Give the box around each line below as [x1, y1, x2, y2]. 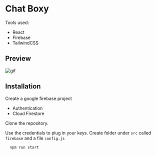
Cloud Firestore [12, 110, 44, 116]
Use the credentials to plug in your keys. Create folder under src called [5, 129, 151, 135]
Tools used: [5, 19, 29, 25]
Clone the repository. [5, 120, 48, 126]
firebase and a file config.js [5, 135, 65, 141]
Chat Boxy [5, 3, 49, 14]
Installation [5, 82, 41, 90]
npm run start [9, 144, 39, 150]
